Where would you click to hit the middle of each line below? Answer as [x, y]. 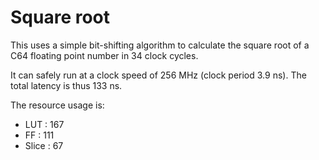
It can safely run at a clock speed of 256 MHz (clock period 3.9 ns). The [158, 75]
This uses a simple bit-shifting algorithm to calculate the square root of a [160, 45]
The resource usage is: [57, 105]
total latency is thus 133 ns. [66, 85]
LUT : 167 [44, 124]
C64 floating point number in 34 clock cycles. [104, 55]
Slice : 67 [44, 145]
